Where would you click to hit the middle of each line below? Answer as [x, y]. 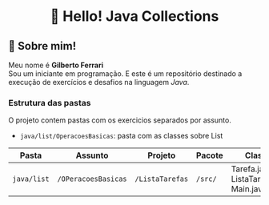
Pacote [210, 155]
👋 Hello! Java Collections [134, 16]
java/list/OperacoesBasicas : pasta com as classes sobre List [121, 136]
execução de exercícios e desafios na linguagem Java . [99, 82]
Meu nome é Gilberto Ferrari [56, 65]
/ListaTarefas [162, 179]
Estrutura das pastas [50, 102]
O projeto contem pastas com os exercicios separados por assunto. [120, 120]
